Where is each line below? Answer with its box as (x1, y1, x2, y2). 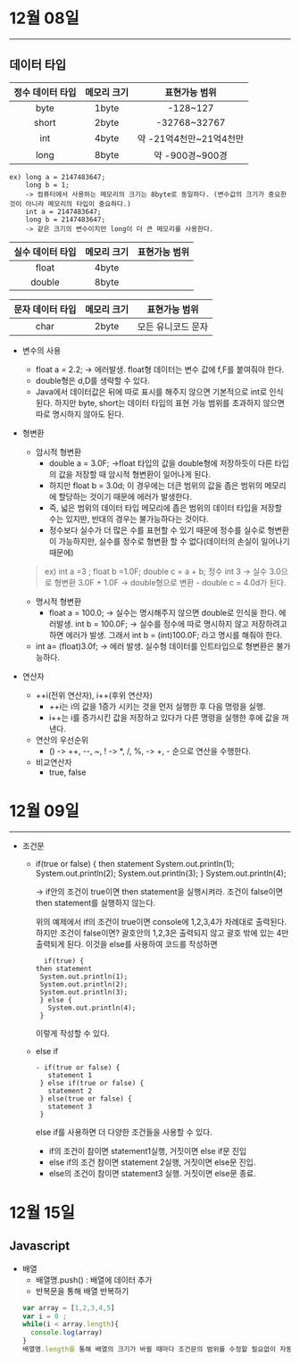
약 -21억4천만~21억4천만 (137, 132, 244, 145)
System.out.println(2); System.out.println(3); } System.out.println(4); (35, 868, 287, 878)
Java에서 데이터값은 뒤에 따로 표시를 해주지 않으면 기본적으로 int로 (35, 386, 268, 397)
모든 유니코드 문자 (137, 320, 208, 333)
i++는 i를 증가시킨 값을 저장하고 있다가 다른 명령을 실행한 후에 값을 (48, 711, 279, 723)
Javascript (9, 1238, 71, 1254)
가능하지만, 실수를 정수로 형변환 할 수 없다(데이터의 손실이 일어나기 (58, 536, 290, 546)
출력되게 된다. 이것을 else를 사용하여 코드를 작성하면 (35, 938, 218, 949)
